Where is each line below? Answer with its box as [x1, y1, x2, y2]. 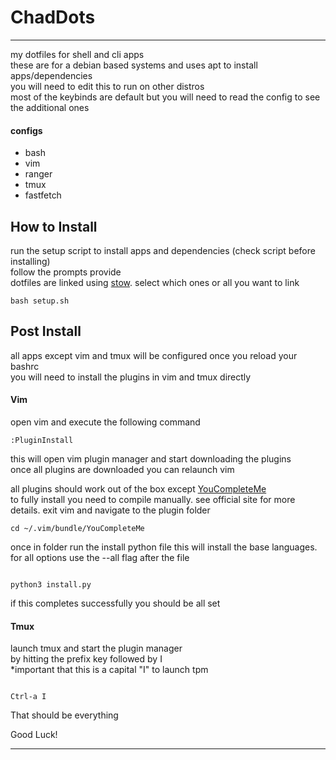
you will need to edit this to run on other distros [10, 80, 205, 92]
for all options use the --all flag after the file [10, 551, 190, 563]
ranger [24, 168, 53, 180]
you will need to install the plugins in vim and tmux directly [10, 371, 252, 383]
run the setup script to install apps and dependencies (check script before [10, 244, 316, 256]
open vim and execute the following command [10, 416, 201, 428]
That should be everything [10, 709, 119, 721]
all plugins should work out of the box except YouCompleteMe [10, 482, 267, 495]
